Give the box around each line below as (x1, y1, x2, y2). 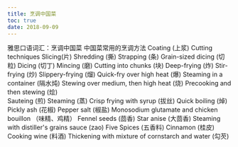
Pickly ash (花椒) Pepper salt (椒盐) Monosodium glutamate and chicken (7, 105, 218, 114)
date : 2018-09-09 (7, 23, 59, 30)
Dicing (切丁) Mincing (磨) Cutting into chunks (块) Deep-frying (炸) (17, 61, 215, 70)
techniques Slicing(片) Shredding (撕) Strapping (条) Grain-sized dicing (7, 52, 215, 61)
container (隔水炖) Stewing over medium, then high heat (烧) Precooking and (7, 79, 232, 88)
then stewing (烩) (7, 88, 58, 96)
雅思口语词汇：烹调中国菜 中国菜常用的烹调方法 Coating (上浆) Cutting (7, 44, 213, 52)
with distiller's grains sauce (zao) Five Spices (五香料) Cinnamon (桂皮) (7, 123, 215, 131)
